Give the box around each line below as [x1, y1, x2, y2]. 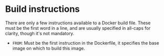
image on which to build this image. [12, 45, 85, 51]
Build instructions [5, 3, 80, 15]
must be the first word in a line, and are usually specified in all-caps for [5, 25, 151, 31]
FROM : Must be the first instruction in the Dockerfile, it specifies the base [12, 40, 160, 46]
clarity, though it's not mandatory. [5, 30, 75, 36]
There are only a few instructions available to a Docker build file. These [5, 20, 151, 26]
